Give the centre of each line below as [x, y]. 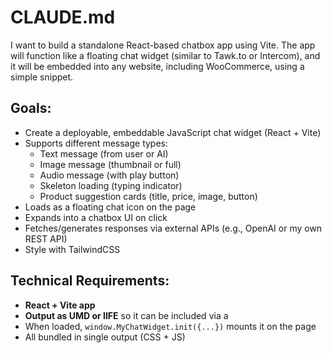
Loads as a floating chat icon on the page [110, 207]
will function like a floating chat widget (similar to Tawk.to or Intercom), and [165, 55]
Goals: [31, 108]
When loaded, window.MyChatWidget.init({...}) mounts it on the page [170, 326]
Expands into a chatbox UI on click [96, 217]
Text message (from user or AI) [104, 153]
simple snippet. [42, 77]
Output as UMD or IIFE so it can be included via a [126, 315]
